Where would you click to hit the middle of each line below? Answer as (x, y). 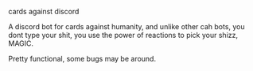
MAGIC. (21, 43)
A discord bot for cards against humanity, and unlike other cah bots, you (127, 26)
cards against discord (44, 11)
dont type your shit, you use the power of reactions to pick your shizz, (123, 35)
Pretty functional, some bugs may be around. (82, 59)
